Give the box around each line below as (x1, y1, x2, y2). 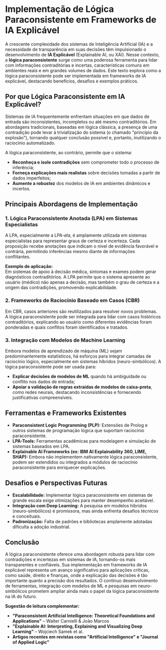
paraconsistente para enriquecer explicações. (12, 464, 107, 470)
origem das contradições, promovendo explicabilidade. (5, 284, 118, 290)
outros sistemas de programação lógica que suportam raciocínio (12, 427, 145, 433)
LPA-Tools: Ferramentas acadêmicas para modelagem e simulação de (12, 438, 156, 444)
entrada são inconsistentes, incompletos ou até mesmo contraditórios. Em (5, 118, 157, 125)
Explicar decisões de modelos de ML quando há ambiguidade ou (12, 373, 147, 379)
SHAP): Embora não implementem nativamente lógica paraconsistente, (12, 454, 158, 460)
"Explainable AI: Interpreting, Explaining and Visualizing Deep (12, 623, 143, 630)
